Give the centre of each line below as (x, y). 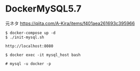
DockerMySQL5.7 (43, 9)
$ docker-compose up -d (31, 33)
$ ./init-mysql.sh (25, 37)
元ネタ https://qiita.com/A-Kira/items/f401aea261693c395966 (70, 23)
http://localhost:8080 (29, 46)
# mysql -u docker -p (28, 63)
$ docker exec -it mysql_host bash (43, 55)
